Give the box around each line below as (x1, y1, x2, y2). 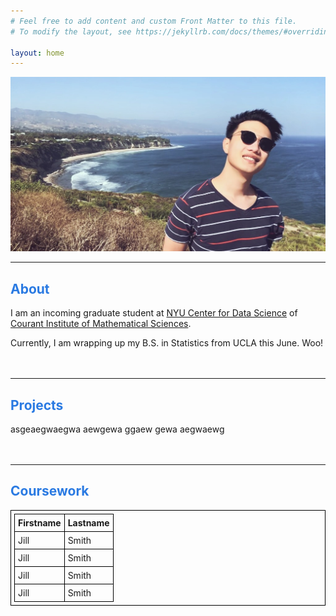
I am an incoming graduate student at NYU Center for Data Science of (10, 307, 298, 319)
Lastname (67, 516, 110, 529)
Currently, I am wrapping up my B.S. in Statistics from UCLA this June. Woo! (10, 337, 324, 349)
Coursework (10, 483, 90, 500)
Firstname (18, 516, 62, 529)
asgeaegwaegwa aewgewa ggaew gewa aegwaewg (10, 423, 225, 435)
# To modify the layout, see (10, 26, 132, 37)
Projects (10, 396, 64, 414)
